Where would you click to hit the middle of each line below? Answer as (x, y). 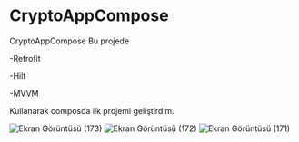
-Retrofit (25, 58)
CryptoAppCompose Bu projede (70, 41)
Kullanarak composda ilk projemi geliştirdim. (92, 110)
